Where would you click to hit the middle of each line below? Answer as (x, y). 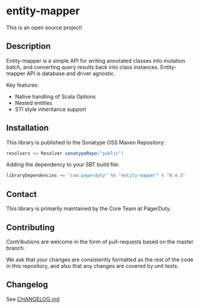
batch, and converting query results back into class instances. (83, 67)
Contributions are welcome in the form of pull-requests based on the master (100, 241)
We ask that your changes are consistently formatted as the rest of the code (100, 259)
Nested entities (33, 103)
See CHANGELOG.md (33, 299)
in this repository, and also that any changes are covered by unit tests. (93, 266)
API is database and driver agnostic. (71, 73)
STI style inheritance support (50, 109)
